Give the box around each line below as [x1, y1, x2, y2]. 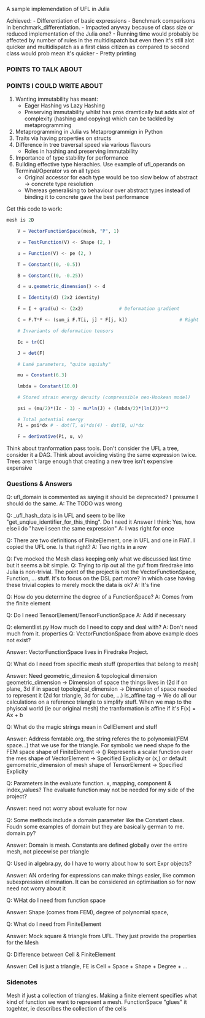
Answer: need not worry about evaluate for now [6, 804, 128, 812]
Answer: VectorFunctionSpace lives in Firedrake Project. [6, 648, 149, 656]
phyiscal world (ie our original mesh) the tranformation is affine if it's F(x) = [6, 704, 196, 712]
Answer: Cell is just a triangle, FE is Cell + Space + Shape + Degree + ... [6, 962, 188, 969]
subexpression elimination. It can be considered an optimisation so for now [6, 878, 196, 885]
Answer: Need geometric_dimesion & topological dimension [6, 672, 158, 679]
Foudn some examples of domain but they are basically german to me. [6, 823, 185, 830]
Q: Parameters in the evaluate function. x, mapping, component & [6, 779, 172, 787]
